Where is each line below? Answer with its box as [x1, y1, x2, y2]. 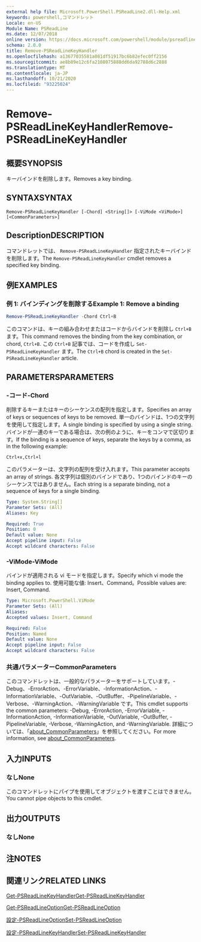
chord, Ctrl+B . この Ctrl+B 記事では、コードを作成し [6, 340, 136, 348]
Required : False [6, 625, 47, 631]
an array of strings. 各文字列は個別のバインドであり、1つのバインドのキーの [6, 473, 193, 480]
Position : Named [6, 631, 47, 637]
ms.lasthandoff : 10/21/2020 [6, 76, 77, 82]
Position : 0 [6, 527, 36, 533]
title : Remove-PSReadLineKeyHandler [6, 48, 98, 54]
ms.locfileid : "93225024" [6, 82, 71, 88]
